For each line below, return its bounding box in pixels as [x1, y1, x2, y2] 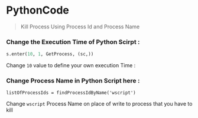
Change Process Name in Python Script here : [6, 77, 140, 85]
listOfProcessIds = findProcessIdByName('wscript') [6, 90, 136, 96]
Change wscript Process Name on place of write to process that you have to [6, 100, 193, 107]
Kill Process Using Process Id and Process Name [20, 23, 140, 30]
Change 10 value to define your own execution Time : [6, 62, 136, 69]
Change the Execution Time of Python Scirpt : [6, 38, 140, 46]
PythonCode [6, 4, 70, 17]
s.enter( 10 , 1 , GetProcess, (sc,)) [6, 51, 94, 57]
